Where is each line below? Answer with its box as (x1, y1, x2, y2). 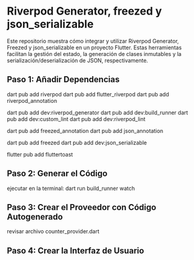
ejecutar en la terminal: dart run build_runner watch (7, 184, 135, 192)
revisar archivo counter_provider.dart (7, 228, 99, 235)
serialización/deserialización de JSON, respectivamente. (7, 57, 149, 64)
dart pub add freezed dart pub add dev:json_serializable (7, 139, 147, 146)
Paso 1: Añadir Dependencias (7, 74, 120, 85)
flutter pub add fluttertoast (7, 150, 73, 158)
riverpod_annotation (7, 97, 57, 104)
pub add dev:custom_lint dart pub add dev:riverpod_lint (7, 115, 146, 122)
